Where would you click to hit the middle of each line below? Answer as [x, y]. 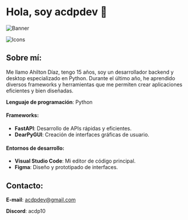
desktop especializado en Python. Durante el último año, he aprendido [90, 78]
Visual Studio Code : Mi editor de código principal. [75, 161]
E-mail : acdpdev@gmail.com [41, 200]
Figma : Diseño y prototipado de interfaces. [66, 167]
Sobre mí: [24, 58]
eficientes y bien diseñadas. [40, 91]
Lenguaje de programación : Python [49, 102]
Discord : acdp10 [26, 211]
